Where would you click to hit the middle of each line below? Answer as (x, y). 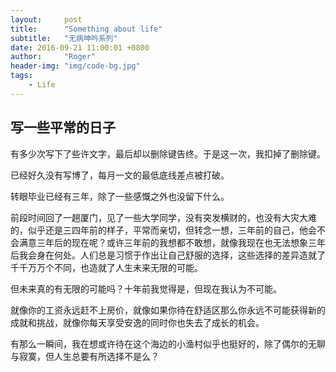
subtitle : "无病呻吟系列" (64, 38)
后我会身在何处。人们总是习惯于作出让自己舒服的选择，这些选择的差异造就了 (168, 255)
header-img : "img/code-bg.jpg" (75, 66)
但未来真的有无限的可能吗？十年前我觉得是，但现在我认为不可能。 (146, 288)
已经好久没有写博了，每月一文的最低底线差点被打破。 (120, 175)
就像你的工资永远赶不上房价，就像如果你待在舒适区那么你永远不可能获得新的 (168, 310)
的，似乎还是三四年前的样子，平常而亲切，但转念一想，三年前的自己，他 (159, 230)
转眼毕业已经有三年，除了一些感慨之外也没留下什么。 (120, 196)
